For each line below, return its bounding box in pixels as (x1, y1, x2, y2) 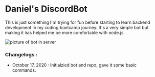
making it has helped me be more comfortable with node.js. (5, 30, 125, 35)
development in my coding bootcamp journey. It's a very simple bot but (5, 24, 149, 30)
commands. (12, 67, 36, 73)
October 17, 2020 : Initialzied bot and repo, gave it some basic (12, 62, 137, 68)
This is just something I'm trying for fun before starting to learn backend (5, 19, 151, 25)
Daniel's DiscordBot (5, 3, 88, 15)
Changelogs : (5, 51, 38, 58)
